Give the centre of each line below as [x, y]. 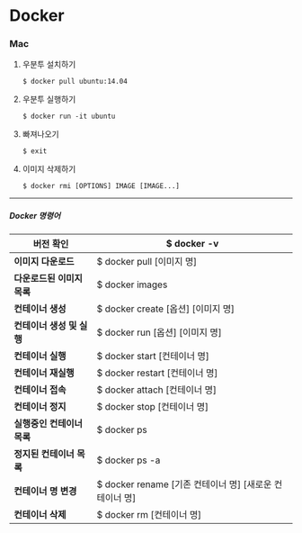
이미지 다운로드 [44, 262]
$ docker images [132, 285]
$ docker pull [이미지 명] [147, 262]
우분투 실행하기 [49, 99]
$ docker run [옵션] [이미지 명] [159, 332]
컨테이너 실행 [40, 357]
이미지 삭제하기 [49, 169]
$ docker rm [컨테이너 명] [149, 515]
